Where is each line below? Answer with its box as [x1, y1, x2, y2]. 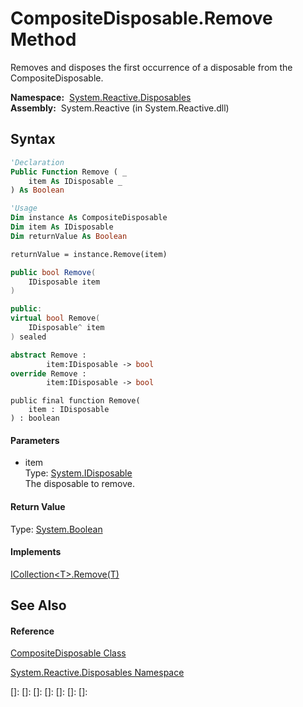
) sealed [10, 332, 47, 342]
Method [10, 28, 77, 51]
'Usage [10, 203, 38, 214]
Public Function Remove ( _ [10, 167, 128, 177]
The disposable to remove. [24, 478, 135, 490]
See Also [10, 597, 67, 614]
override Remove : [10, 368, 87, 379]
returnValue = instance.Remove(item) [10, 249, 168, 259]
